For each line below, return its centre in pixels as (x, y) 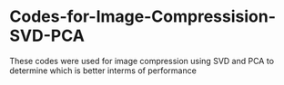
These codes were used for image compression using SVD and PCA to (142, 61)
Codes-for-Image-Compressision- (142, 17)
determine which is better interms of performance (103, 71)
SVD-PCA (47, 36)
